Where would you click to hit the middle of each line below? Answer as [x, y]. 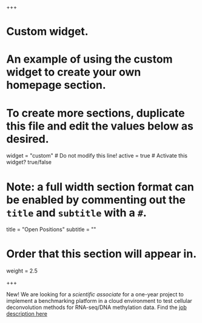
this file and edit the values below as [100, 126]
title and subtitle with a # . [76, 213]
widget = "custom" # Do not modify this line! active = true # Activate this [97, 156]
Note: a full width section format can [100, 187]
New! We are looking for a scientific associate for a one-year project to [95, 294]
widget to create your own [74, 72]
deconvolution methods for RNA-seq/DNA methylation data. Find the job [96, 307]
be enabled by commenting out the [96, 200]
